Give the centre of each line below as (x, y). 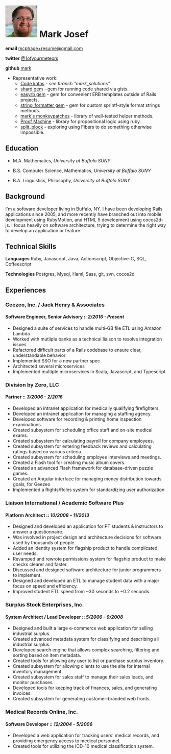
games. (21, 473)
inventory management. (38, 672)
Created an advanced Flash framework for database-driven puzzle (83, 468)
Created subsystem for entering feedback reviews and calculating (82, 446)
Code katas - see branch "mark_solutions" (65, 83)
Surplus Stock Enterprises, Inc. (45, 605)
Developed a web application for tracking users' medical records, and (86, 736)
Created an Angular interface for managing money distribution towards (87, 479)
